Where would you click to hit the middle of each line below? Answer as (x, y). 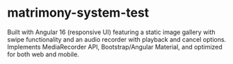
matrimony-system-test (78, 13)
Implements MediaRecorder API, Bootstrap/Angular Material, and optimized (115, 47)
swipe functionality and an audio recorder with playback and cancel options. (117, 39)
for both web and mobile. (43, 54)
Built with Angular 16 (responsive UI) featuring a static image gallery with (111, 32)
